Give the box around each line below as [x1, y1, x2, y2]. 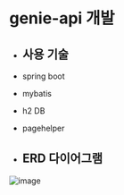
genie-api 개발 [9, 8, 115, 29]
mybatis [21, 89, 52, 98]
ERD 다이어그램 [21, 151, 103, 166]
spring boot [21, 71, 65, 81]
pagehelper [21, 123, 65, 133]
